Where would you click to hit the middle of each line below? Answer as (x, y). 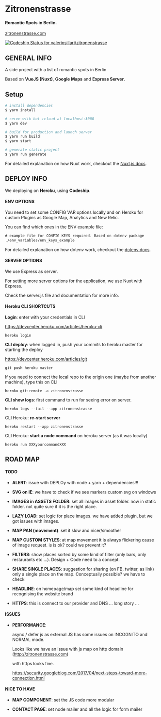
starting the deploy (24, 350)
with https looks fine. (33, 663)
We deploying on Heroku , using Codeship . (48, 191)
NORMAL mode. (28, 639)
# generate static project (32, 150)
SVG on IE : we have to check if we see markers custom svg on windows (84, 492)
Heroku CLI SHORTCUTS (30, 306)
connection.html (28, 678)
